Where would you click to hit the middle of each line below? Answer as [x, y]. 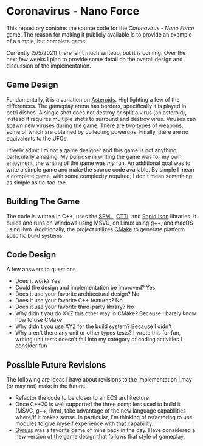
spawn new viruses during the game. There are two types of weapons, [95, 125]
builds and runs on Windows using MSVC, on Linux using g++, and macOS [100, 223]
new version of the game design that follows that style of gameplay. [100, 437]
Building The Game [43, 202]
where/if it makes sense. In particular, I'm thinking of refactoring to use [104, 417]
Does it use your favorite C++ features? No [69, 301]
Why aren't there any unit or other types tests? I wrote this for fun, [98, 333]
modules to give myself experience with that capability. [84, 423]
